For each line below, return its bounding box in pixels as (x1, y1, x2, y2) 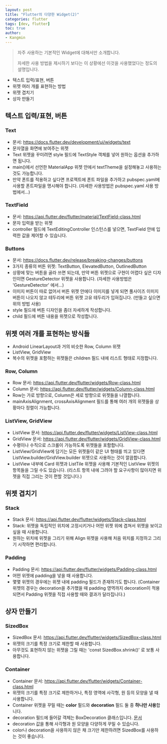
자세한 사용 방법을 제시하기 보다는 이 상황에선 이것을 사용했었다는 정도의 (17, 60, 158, 66)
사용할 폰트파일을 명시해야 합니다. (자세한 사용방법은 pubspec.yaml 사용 (12, 183, 154, 189)
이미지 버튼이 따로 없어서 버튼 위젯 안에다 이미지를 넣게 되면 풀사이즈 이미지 (12, 288, 159, 295)
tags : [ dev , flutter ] (5, 21, 50, 26)
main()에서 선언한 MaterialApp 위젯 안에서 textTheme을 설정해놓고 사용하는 (12, 164, 162, 170)
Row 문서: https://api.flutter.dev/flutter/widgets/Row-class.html (12, 380, 141, 386)
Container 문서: (12, 678, 44, 684)
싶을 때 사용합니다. (12, 529, 49, 535)
